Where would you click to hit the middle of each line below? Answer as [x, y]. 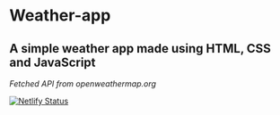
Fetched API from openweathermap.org [83, 84]
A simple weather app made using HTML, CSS [140, 49]
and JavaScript [52, 62]
